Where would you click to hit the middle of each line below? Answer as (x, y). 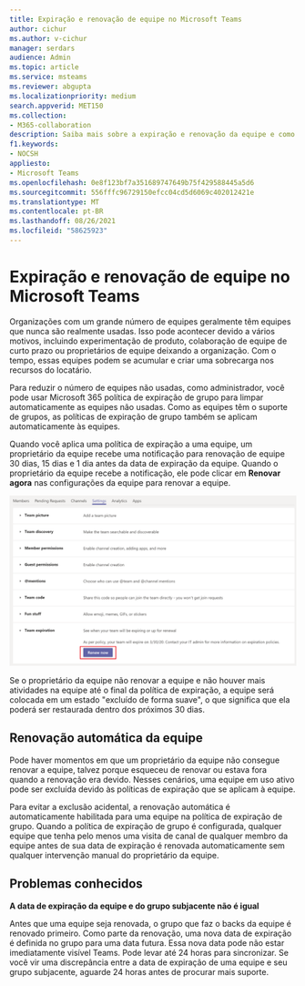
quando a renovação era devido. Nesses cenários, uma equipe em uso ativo (152, 779)
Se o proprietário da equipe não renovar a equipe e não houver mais (137, 681)
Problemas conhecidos (76, 884)
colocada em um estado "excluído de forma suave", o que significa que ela (150, 700)
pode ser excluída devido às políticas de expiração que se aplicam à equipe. (152, 789)
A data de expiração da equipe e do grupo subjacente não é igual (134, 906)
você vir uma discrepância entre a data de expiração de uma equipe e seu (148, 962)
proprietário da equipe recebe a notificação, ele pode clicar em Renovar (145, 473)
